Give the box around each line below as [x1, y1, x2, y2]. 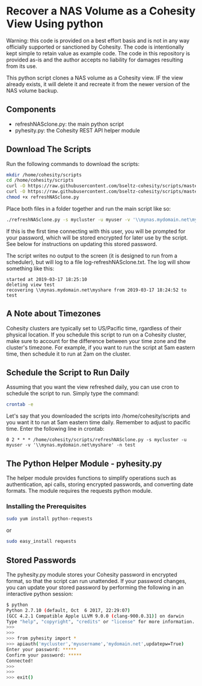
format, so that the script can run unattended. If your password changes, [6, 577, 187, 584]
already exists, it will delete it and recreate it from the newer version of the [6, 80, 191, 88]
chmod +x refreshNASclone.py [6, 194, 79, 200]
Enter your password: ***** [6, 646, 77, 652]
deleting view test [6, 282, 55, 288]
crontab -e [6, 401, 34, 407]
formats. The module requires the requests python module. [6, 487, 153, 495]
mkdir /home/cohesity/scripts [6, 171, 82, 178]
